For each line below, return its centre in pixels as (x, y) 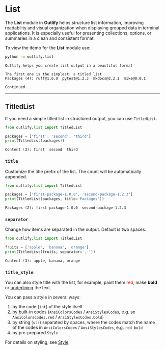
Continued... (18, 87)
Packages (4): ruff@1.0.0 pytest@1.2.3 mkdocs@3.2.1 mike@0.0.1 (76, 78)
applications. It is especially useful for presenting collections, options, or (78, 33)
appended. (16, 176)
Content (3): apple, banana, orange (42, 261)
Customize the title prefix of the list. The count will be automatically (73, 171)
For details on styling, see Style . (38, 342)
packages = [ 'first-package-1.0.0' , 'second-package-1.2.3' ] (69, 195)
